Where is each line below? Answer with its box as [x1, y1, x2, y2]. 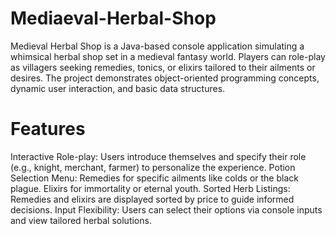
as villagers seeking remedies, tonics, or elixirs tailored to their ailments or [10, 61, 316, 73]
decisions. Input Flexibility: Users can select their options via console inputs [10, 203, 323, 216]
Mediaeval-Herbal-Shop [10, 7, 217, 30]
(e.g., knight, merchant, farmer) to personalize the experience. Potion [10, 161, 296, 173]
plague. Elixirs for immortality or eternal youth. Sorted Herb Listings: [10, 182, 291, 194]
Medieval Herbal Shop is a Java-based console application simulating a [10, 40, 305, 52]
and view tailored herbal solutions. [10, 214, 152, 226]
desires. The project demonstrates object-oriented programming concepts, [10, 72, 320, 84]
